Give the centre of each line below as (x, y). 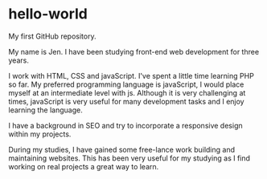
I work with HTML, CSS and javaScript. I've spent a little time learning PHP (131, 75)
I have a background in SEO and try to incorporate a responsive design (125, 125)
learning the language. (45, 110)
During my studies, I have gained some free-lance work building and (122, 149)
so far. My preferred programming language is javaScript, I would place (126, 84)
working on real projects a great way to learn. (84, 166)
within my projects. (40, 134)
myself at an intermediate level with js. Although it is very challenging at (127, 92)
